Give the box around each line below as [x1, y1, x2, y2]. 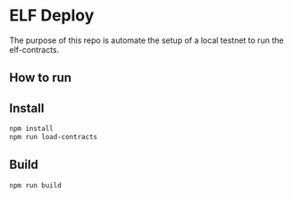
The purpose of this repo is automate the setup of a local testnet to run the [9, 35, 284, 46]
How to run [9, 70, 72, 86]
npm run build [9, 180, 63, 190]
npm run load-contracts [9, 133, 98, 142]
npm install [9, 124, 54, 134]
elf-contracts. [9, 44, 60, 54]
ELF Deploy [9, 5, 95, 26]
